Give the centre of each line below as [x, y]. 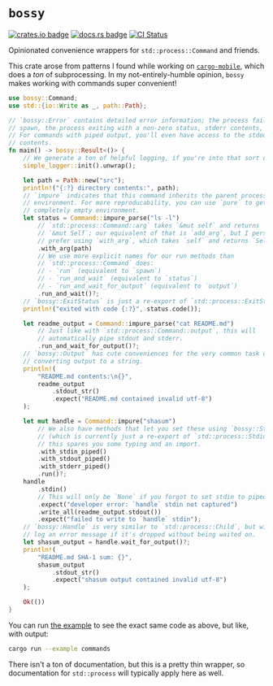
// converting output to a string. [83, 361]
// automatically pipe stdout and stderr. [110, 339]
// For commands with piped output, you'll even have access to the [127, 136]
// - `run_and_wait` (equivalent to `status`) [118, 279]
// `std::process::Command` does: [96, 263]
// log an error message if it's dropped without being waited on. [139, 535]
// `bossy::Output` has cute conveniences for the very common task [141, 354]
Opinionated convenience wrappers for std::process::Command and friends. [134, 50]
